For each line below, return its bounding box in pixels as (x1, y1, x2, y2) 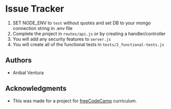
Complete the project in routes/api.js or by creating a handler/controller (12, 30, 166, 37)
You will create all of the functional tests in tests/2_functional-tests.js (12, 41, 164, 47)
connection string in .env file (12, 25, 73, 31)
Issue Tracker (5, 3, 65, 15)
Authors (5, 56, 32, 65)
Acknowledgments (5, 84, 67, 93)
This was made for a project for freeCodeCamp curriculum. (12, 97, 137, 104)
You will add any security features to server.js (12, 36, 111, 42)
